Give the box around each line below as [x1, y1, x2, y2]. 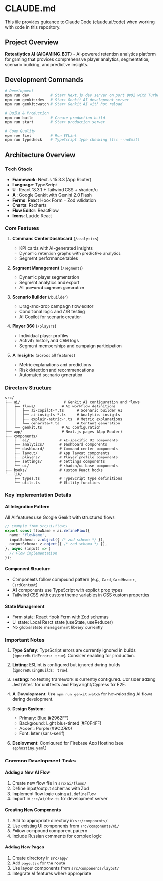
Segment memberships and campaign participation [19, 343, 122, 349]
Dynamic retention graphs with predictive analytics [19, 251, 121, 256]
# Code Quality [5, 128, 36, 134]
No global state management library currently [12, 625, 103, 630]
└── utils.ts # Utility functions [14, 480, 101, 485]
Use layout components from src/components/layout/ [12, 865, 119, 871]
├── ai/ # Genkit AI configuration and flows [5, 399, 140, 405]
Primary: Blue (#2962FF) [19, 715, 69, 721]
